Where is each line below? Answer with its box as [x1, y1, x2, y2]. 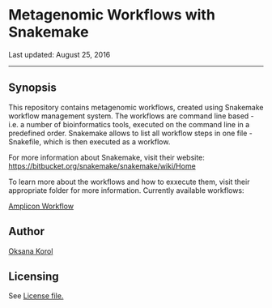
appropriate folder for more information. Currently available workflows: [8, 185, 244, 195]
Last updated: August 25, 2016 [8, 49, 111, 59]
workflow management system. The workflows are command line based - [8, 111, 255, 121]
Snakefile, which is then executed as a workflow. [8, 136, 171, 147]
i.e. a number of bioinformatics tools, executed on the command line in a [8, 119, 250, 129]
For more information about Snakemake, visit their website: [8, 152, 205, 162]
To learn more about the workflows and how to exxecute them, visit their [8, 177, 250, 186]
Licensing [8, 269, 59, 283]
